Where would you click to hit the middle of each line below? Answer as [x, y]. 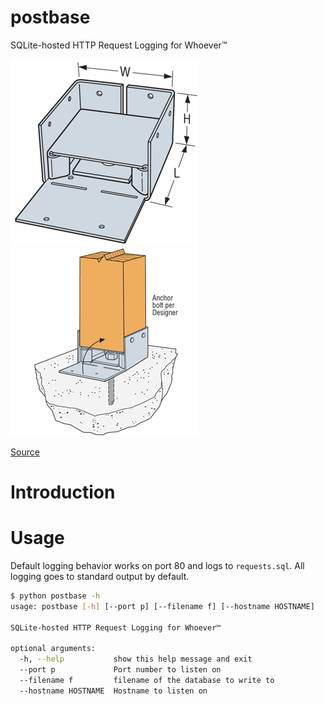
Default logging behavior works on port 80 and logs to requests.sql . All [157, 566]
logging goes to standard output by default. [100, 577]
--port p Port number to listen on [120, 670]
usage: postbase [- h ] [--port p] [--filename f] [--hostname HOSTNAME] [162, 606]
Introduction [63, 492]
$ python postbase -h [55, 596]
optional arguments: [53, 649]
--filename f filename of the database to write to [147, 681]
